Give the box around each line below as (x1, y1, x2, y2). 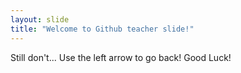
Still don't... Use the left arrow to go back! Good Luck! (10, 51, 232, 63)
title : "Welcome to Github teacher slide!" (10, 24, 195, 34)
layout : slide (10, 14, 70, 25)
